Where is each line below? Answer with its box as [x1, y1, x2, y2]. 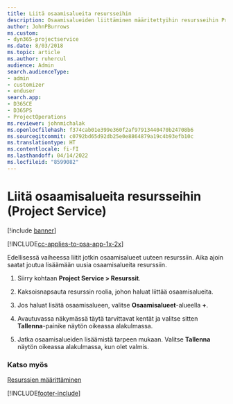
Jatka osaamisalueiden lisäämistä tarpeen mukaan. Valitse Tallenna [17, 335, 211, 344]
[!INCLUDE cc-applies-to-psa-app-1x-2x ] [7, 239, 124, 248]
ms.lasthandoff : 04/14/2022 [7, 152, 89, 160]
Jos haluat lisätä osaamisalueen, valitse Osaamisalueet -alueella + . [17, 301, 209, 309]
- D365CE [7, 101, 33, 108]
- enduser [7, 87, 36, 94]
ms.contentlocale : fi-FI [7, 146, 79, 153]
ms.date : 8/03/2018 [7, 42, 64, 49]
